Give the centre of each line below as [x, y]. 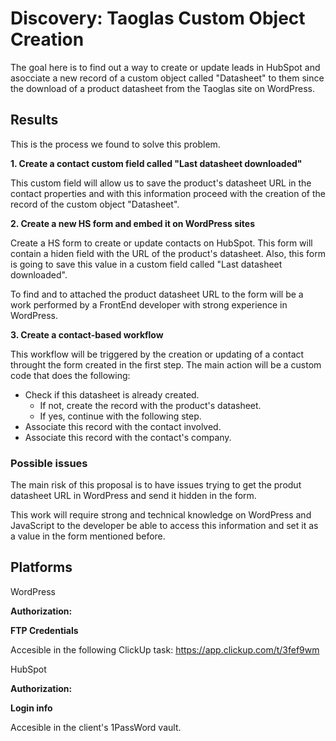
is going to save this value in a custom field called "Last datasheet [146, 264]
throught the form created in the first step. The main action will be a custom [166, 364]
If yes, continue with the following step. [120, 416]
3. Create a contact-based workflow [87, 334]
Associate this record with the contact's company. [128, 437]
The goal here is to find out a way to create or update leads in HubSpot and [165, 67]
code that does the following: [70, 375]
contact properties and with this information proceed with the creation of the [168, 193]
